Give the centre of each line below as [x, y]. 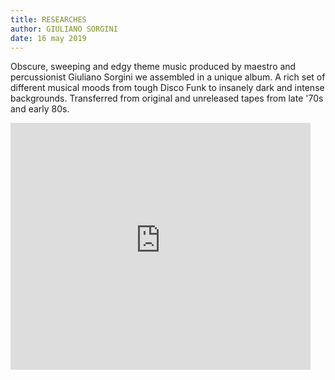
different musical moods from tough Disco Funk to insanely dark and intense [167, 88]
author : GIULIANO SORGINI [64, 29]
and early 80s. [40, 109]
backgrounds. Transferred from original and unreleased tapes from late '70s [167, 98]
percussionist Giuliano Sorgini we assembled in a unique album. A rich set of [168, 77]
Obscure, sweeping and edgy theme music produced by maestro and [153, 67]
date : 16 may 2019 [48, 38]
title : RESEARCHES [48, 19]
